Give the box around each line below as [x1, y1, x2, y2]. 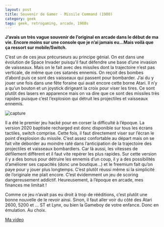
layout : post [5, 7, 32, 12]
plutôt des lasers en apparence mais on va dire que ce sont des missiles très [5, 91, 160, 96]
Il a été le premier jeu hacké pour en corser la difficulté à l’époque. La [5, 120, 145, 126]
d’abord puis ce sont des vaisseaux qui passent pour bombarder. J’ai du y [5, 75, 154, 81]
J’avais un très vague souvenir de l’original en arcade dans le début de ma [5, 34, 159, 40]
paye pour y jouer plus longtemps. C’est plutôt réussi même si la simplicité [5, 167, 155, 173]
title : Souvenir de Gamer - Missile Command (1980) [5, 12, 113, 17]
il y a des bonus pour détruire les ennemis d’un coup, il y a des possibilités [5, 156, 155, 162]
